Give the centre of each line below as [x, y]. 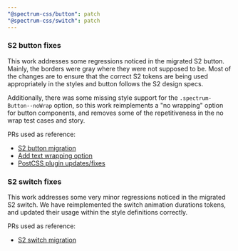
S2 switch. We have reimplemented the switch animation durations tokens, [117, 205]
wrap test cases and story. [46, 120]
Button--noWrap [30, 106]
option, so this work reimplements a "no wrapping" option [139, 105]
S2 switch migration [47, 240]
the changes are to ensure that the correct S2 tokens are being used [108, 76]
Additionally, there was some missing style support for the [93, 98]
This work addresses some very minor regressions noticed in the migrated [117, 198]
